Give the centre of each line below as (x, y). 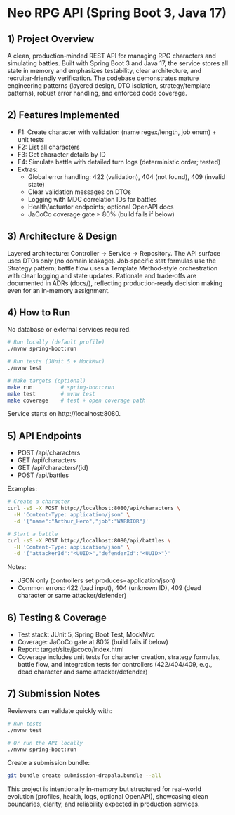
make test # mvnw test (52, 394)
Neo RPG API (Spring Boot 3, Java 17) (117, 13)
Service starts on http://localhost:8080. (64, 414)
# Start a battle (33, 534)
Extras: (28, 169)
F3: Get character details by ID (62, 154)
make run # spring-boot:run (61, 387)
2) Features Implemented (63, 115)
